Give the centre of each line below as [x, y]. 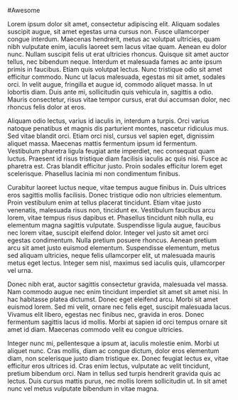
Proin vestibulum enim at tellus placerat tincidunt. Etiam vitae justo [104, 202]
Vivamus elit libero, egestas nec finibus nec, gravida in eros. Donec [106, 314]
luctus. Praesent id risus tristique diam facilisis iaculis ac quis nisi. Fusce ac [118, 158]
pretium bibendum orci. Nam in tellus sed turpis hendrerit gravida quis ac [114, 373]
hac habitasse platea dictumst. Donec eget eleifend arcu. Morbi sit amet [113, 299]
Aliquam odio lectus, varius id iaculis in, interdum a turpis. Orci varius [108, 121]
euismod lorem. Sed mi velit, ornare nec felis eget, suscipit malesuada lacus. [119, 307]
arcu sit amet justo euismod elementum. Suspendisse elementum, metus [114, 248]
